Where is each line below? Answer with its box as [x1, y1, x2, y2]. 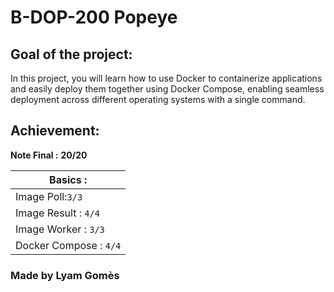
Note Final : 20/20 [10, 149, 88, 161]
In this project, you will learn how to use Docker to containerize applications [10, 72, 323, 84]
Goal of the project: [10, 46, 133, 63]
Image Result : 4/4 [15, 206, 100, 220]
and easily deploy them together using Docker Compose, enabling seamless [10, 83, 325, 95]
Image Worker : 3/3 [15, 222, 105, 236]
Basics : [49, 172, 88, 186]
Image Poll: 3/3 [15, 189, 83, 203]
